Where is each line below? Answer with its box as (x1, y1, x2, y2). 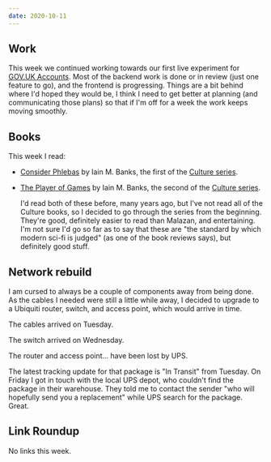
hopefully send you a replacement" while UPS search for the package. (8, 392, 243, 402)
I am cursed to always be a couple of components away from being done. (8, 287, 254, 297)
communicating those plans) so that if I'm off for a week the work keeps (8, 98, 248, 108)
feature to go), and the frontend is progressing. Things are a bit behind (8, 80, 244, 90)
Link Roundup (8, 425, 79, 438)
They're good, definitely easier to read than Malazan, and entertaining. (19, 216, 256, 225)
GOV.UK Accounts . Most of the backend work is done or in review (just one (8, 72, 259, 82)
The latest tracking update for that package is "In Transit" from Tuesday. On (8, 366, 261, 377)
